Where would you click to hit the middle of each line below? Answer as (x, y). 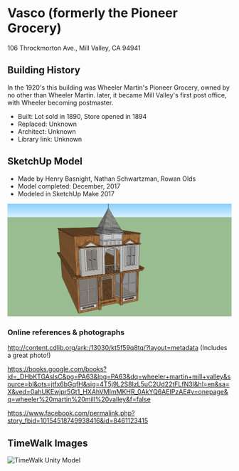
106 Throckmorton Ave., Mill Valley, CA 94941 (74, 48)
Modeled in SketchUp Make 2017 (66, 194)
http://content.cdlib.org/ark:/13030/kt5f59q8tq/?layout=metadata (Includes (117, 348)
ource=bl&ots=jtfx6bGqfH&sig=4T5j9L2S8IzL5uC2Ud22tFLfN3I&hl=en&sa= (118, 384)
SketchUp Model (45, 162)
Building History (44, 70)
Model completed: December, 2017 (69, 186)
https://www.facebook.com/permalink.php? (71, 413)
